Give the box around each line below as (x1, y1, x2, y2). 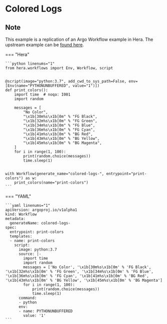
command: (18, 295, 37, 300)
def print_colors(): (5, 88, 49, 93)
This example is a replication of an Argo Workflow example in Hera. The (5, 36, 153, 42)
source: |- (18, 252, 42, 257)
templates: (10, 234, 33, 239)
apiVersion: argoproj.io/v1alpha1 (5, 207, 78, 212)
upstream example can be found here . (5, 42, 84, 48)
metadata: (5, 216, 26, 221)
